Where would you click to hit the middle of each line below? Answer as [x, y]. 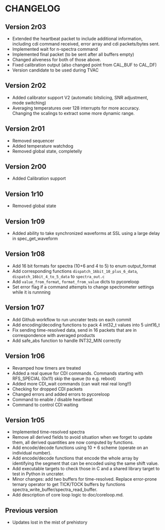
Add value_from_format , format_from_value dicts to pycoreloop [76, 281]
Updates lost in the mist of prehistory [50, 522]
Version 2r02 [26, 86]
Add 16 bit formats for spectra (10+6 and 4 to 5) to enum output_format [84, 266]
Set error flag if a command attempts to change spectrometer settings [83, 287]
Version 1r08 [25, 254]
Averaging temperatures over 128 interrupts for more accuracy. [76, 108]
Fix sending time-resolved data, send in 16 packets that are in [74, 330]
